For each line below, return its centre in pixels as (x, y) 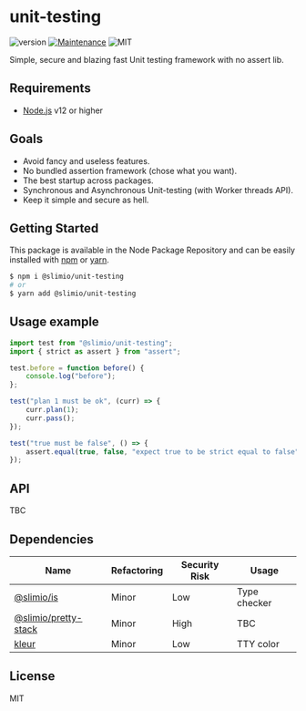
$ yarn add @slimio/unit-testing (73, 294)
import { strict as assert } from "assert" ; (95, 351)
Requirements (50, 88)
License (32, 676)
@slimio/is (36, 597)
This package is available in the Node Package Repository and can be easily (153, 250)
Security (200, 564)
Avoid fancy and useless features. (86, 160)
